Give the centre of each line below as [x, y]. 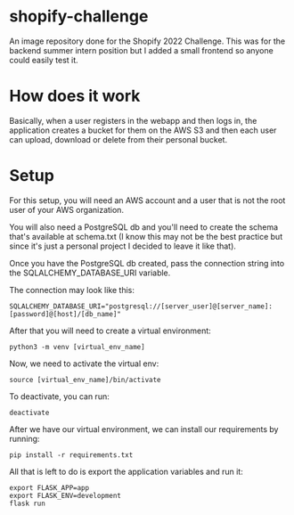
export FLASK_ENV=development [65, 495]
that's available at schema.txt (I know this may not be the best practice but [146, 236]
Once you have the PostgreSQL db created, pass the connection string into [147, 263]
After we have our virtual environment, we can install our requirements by [144, 429]
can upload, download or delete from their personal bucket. [118, 139]
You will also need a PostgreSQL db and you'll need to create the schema [144, 227]
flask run [28, 503]
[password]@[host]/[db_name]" [65, 314]
